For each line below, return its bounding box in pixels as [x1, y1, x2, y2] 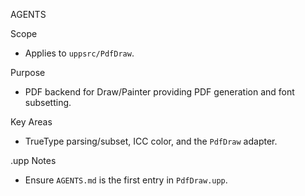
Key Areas [10, 116, 53, 128]
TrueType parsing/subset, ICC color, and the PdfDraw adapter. [24, 135, 278, 147]
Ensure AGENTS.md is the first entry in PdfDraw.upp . [24, 174, 228, 186]
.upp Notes [10, 155, 57, 166]
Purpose [10, 67, 46, 78]
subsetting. [24, 97, 72, 108]
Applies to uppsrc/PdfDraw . [24, 47, 135, 59]
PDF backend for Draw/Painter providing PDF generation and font [24, 86, 295, 98]
